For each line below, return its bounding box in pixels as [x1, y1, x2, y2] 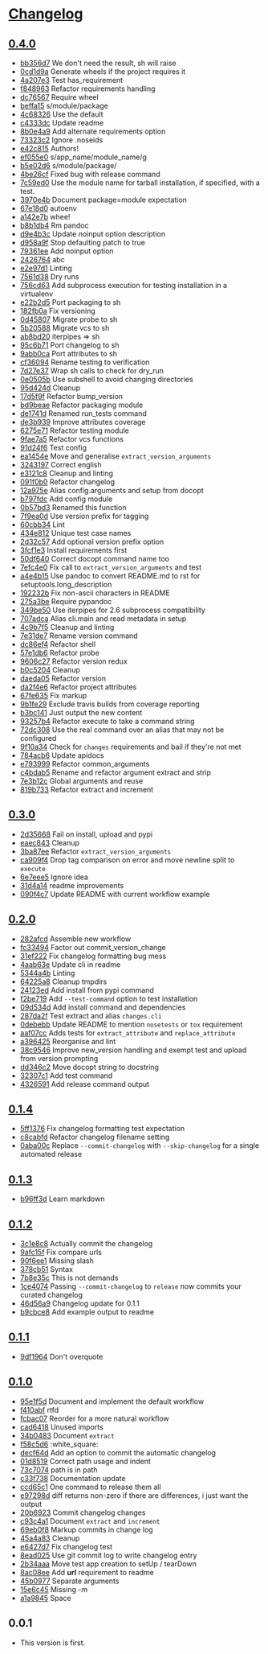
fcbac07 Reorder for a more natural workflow [19, 1413, 170, 1423]
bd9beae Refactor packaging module [19, 400, 144, 409]
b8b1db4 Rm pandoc [19, 220, 89, 230]
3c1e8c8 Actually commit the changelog [19, 1239, 153, 1249]
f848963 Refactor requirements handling [19, 84, 156, 93]
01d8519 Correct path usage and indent [19, 1456, 151, 1466]
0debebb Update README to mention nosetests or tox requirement [19, 1019, 243, 1029]
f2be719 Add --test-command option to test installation [19, 994, 198, 1003]
